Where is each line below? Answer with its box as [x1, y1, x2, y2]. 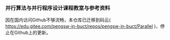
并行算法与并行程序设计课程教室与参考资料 [5, 4, 111, 11]
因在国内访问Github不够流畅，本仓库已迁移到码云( [5, 17, 111, 23]
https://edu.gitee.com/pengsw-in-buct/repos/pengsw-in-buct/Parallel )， [5, 23, 160, 29]
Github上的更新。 [14, 29, 51, 36]
